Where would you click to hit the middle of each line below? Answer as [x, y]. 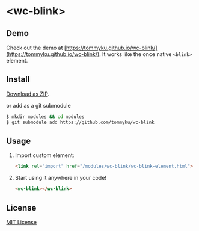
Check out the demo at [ [36, 48]
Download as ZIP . [28, 94]
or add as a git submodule [38, 105]
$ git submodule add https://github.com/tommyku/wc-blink [80, 122]
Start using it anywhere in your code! [61, 178]
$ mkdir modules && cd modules [45, 116]
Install [18, 79]
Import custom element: [44, 155]
